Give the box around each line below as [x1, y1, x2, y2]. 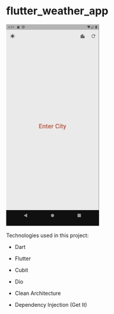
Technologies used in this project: [6, 232, 89, 239]
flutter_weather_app [6, 4, 109, 18]
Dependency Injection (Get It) [14, 301, 87, 308]
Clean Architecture [14, 290, 61, 297]
